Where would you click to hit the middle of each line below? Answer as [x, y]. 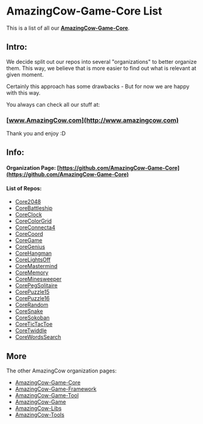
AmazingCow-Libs [38, 408]
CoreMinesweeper [38, 279]
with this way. [23, 93]
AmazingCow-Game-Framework [56, 389]
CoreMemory [32, 273]
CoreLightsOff [33, 260]
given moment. [25, 75]
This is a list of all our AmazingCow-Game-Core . [68, 28]
